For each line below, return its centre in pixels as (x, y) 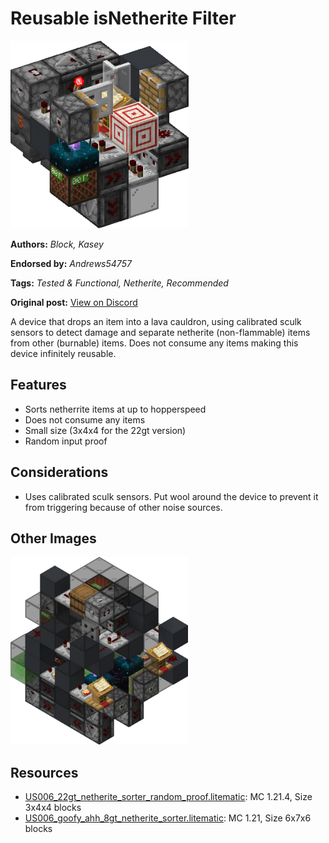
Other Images (53, 538)
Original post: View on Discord (74, 302)
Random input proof (66, 441)
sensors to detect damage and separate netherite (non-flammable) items (160, 332)
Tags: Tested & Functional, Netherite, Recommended (119, 283)
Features (38, 385)
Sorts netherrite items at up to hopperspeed (115, 409)
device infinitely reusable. (63, 353)
